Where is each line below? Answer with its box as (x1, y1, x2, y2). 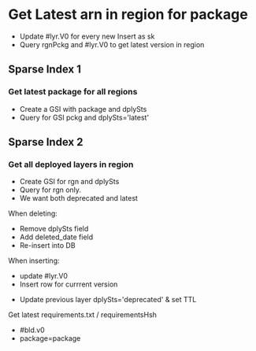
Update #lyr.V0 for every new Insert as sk (19, 31, 155, 41)
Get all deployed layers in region (8, 159, 134, 170)
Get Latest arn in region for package (8, 6, 248, 24)
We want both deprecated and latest (19, 194, 138, 203)
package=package (19, 334, 81, 343)
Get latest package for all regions (8, 87, 138, 98)
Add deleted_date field (19, 232, 94, 242)
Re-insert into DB (19, 241, 76, 250)
